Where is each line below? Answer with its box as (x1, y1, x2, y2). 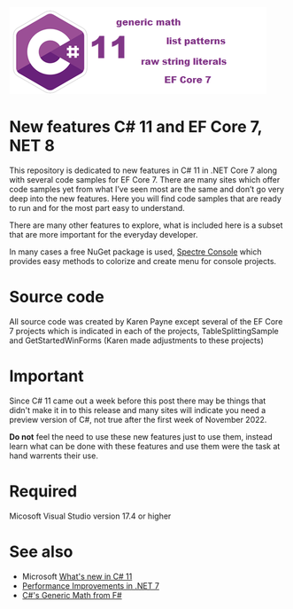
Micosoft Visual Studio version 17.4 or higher (9, 511, 172, 521)
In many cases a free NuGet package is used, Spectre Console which (9, 246, 262, 257)
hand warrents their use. (9, 450, 99, 461)
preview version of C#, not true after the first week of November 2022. (9, 414, 267, 425)
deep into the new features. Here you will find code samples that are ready (9, 193, 281, 204)
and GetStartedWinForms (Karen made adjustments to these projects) (9, 335, 264, 346)
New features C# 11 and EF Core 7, (9, 117, 263, 137)
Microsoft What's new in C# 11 (21, 571, 133, 582)
